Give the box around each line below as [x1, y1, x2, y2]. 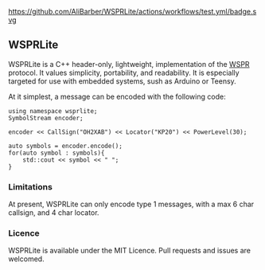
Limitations [8, 181, 53, 192]
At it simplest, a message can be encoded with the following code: [8, 92, 226, 101]
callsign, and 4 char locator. [8, 208, 99, 217]
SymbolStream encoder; [8, 114, 84, 122]
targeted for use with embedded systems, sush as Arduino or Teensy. [8, 76, 236, 86]
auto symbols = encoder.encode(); [8, 142, 123, 150]
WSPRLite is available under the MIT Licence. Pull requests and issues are [8, 246, 251, 256]
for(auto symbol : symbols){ [8, 149, 105, 157]
